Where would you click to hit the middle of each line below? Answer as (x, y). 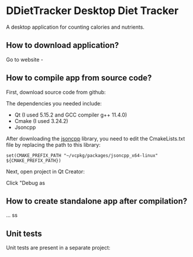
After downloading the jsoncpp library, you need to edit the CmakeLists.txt (96, 138)
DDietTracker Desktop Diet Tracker (92, 11)
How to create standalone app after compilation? (97, 201)
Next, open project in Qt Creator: (45, 172)
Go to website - (25, 59)
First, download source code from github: (56, 92)
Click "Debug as (26, 183)
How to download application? (63, 45)
